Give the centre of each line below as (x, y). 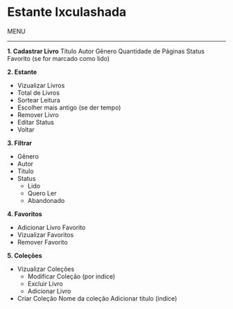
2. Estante (22, 72)
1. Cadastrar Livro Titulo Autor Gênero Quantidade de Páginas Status (106, 51)
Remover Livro (38, 114)
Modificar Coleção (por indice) (71, 276)
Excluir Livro (45, 283)
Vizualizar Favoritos (45, 235)
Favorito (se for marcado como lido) (58, 58)
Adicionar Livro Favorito (51, 227)
